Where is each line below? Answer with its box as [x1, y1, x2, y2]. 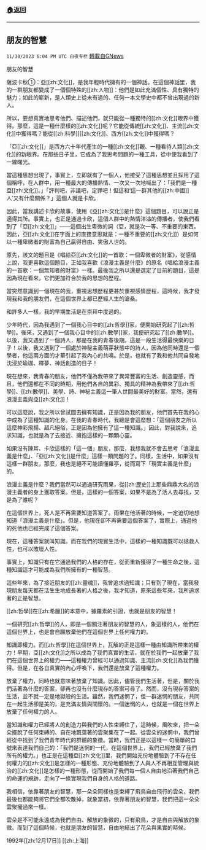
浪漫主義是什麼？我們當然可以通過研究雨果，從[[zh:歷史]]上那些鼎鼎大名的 [6, 481, 194, 488]
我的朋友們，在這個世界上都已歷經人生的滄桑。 [22, 295, 141, 302]
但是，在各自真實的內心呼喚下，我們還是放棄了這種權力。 [17, 665, 162, 672]
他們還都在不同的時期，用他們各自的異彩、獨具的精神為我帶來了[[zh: [17, 380, 190, 388]
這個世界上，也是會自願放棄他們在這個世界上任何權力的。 [6, 628, 151, 636]
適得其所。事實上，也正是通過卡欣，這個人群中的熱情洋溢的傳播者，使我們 [6, 215, 194, 222]
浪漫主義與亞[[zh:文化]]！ [6, 396, 71, 403]
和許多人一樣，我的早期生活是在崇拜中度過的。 [6, 308, 124, 316]
